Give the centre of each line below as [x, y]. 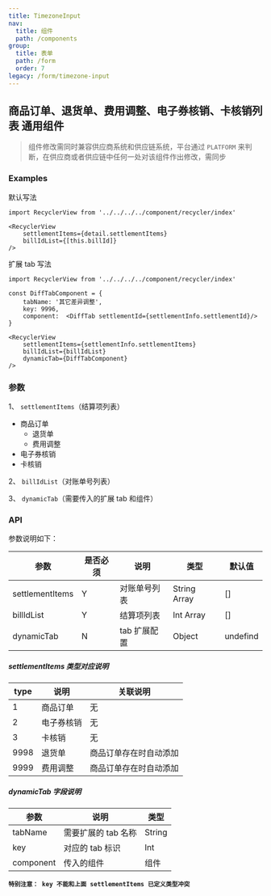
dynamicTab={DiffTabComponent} [75, 358]
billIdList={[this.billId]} [70, 241]
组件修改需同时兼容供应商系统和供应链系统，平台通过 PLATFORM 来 [136, 147]
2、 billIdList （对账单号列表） [62, 481]
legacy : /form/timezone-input [59, 76]
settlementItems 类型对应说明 [58, 666]
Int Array [189, 615]
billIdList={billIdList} [65, 351]
